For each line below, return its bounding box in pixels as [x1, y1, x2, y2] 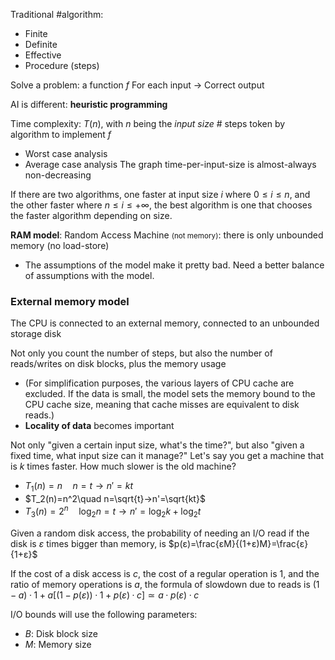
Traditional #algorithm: [10, 9, 104, 20]
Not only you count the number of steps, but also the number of [10, 347, 273, 359]
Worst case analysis [24, 148, 108, 159]
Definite [24, 39, 58, 50]
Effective [24, 49, 62, 61]
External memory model [10, 294, 130, 308]
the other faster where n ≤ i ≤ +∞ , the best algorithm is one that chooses [10, 199, 313, 211]
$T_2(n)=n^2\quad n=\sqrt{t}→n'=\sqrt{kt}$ [24, 493, 206, 505]
